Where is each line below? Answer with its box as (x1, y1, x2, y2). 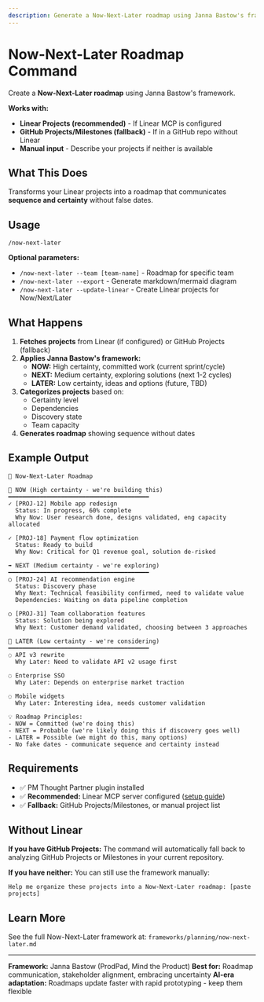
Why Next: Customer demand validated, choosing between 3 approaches (15, 623, 247, 631)
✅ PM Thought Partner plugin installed (19, 783, 145, 792)
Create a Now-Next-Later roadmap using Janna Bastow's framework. (8, 88, 236, 97)
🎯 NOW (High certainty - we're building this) (8, 486, 163, 494)
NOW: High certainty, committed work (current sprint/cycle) (31, 362, 225, 371)
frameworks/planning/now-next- (148, 934, 251, 941)
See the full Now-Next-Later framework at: (8, 932, 147, 941)
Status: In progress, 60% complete (15, 506, 132, 515)
